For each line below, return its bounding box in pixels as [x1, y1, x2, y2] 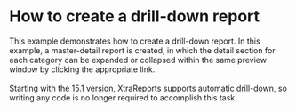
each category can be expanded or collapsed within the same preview [9, 54, 267, 65]
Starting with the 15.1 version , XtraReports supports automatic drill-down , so [9, 83, 287, 93]
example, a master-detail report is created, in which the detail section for [9, 44, 276, 55]
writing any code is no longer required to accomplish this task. [9, 92, 237, 103]
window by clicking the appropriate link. [9, 64, 156, 75]
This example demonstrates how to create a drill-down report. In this [9, 36, 260, 46]
